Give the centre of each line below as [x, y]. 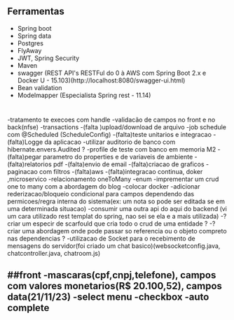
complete [28, 308]
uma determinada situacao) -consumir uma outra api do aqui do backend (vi [117, 209]
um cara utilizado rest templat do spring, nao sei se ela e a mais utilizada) [113, 216]
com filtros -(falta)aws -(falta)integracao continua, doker [121, 172]
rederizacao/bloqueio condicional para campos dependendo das [101, 194]
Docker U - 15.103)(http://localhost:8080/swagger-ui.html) [101, 80]
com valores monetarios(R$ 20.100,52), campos [115, 286]
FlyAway [29, 50]
